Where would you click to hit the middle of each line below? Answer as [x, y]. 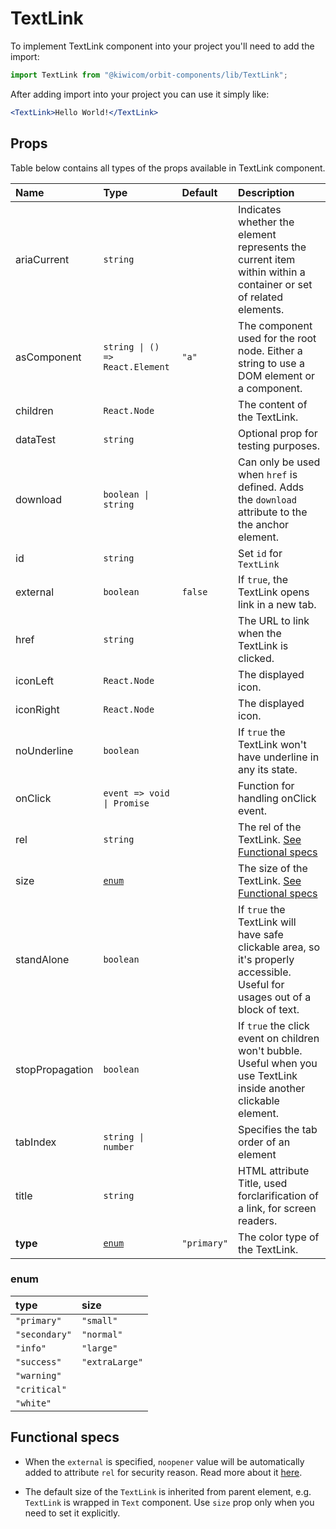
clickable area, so [279, 947]
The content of [273, 404]
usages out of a [275, 997]
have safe [261, 934]
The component [275, 325]
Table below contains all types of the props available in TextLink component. [168, 168]
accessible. [265, 972]
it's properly [266, 959]
